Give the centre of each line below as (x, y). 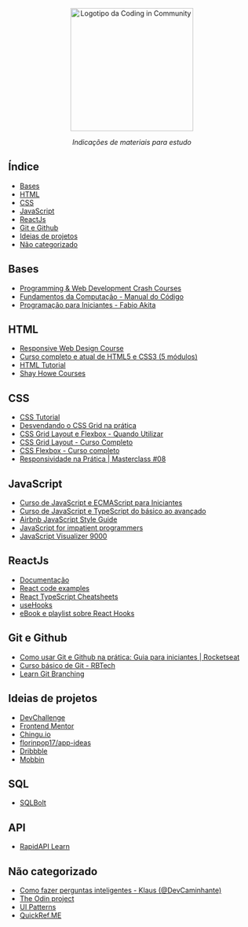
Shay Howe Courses (53, 374)
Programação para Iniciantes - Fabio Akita (88, 305)
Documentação (44, 580)
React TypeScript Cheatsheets (69, 596)
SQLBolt (33, 803)
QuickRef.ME (40, 915)
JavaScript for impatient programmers (81, 528)
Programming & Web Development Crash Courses (100, 288)
